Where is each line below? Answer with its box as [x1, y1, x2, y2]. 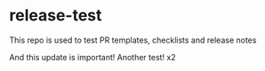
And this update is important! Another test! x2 [9, 51, 176, 62]
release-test [9, 5, 102, 26]
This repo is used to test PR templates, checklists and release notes [9, 35, 257, 45]
